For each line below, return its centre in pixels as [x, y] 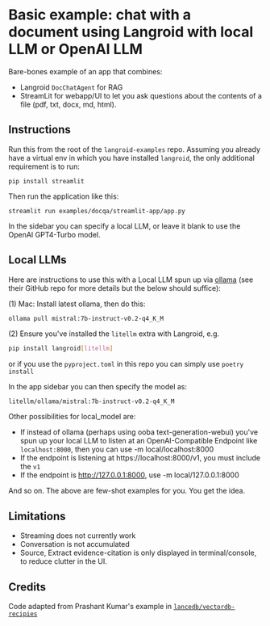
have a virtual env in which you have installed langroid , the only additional [132, 158]
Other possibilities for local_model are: [72, 417]
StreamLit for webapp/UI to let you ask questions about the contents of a [141, 95]
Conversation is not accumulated [75, 544]
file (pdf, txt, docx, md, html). [68, 104]
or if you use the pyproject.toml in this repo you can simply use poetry [126, 364]
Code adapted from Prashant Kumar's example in [90, 606]
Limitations [37, 516]
